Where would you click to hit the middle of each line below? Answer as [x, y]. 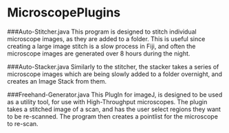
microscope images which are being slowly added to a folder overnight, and [115, 74]
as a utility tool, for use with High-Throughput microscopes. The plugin [107, 101]
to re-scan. [23, 123]
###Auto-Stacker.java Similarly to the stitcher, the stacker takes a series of [113, 66]
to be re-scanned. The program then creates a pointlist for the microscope [113, 116]
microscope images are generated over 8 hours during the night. [99, 53]
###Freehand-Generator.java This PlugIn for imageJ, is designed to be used [115, 95]
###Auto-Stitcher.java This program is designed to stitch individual [102, 32]
